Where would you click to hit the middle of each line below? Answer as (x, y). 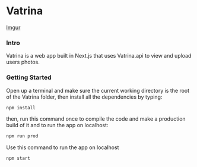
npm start (18, 159)
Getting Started (29, 77)
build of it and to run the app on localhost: (57, 125)
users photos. (23, 62)
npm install (21, 108)
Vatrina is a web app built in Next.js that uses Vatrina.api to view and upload (99, 56)
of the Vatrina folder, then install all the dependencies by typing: (84, 97)
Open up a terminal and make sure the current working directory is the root (98, 90)
